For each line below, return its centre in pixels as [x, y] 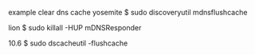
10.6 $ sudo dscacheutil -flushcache [68, 43]
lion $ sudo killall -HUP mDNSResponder [75, 27]
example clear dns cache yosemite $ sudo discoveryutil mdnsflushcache [128, 12]
